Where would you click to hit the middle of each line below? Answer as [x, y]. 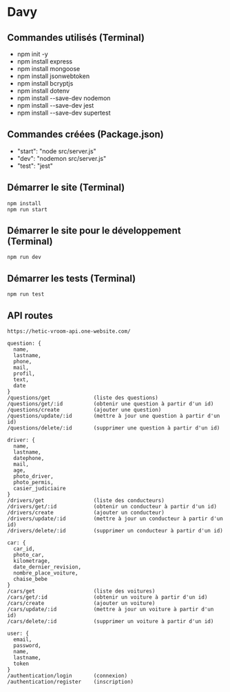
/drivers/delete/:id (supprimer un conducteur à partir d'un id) [115, 531]
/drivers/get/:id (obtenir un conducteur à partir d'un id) [112, 507]
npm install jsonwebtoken [53, 76]
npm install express [45, 61]
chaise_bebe [31, 579]
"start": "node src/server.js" [56, 151]
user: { [18, 634]
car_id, [24, 549]
